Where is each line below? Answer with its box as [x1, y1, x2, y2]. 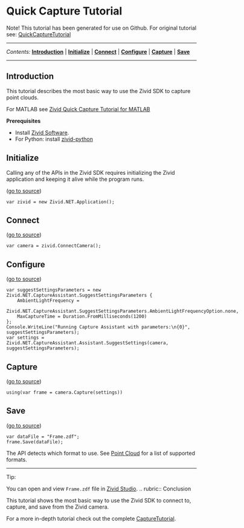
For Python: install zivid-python [14, 135, 94, 143]
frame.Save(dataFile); [6, 438, 63, 445]
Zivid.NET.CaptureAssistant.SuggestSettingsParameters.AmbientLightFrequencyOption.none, [6, 308, 239, 315]
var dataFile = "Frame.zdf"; [6, 434, 80, 440]
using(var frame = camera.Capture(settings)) [6, 389, 123, 396]
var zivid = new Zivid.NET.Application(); [6, 198, 115, 205]
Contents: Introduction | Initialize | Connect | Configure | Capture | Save [6, 48, 190, 55]
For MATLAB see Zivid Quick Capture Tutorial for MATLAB [6, 105, 150, 112]
